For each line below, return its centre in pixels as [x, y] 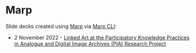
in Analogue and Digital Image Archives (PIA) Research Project [90, 44]
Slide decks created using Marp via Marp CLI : [61, 26]
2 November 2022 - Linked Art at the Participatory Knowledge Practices [102, 37]
